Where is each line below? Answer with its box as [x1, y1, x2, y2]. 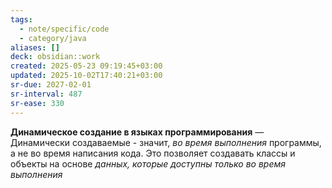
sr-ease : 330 [10, 98, 65, 108]
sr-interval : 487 [10, 89, 83, 99]
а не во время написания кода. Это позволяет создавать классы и [10, 147, 296, 159]
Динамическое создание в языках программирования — [10, 126, 265, 138]
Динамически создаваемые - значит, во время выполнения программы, [10, 136, 322, 148]
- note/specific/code [19, 24, 110, 34]
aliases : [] [10, 42, 60, 53]
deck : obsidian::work [10, 52, 101, 62]
